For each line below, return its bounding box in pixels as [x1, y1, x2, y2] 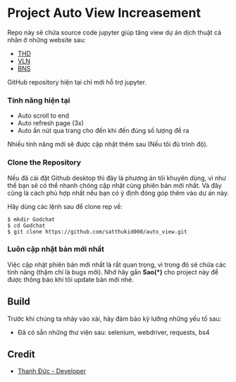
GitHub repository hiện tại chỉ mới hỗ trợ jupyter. [7, 77, 147, 86]
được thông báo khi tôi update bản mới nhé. [7, 275, 134, 284]
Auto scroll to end [17, 111, 69, 120]
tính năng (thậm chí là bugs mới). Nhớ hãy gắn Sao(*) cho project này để [7, 267, 218, 276]
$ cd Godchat [7, 222, 46, 229]
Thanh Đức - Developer [17, 367, 87, 376]
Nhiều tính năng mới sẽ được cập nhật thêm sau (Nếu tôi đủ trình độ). [7, 140, 209, 148]
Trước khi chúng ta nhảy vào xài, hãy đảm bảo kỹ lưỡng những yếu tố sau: [7, 314, 222, 323]
